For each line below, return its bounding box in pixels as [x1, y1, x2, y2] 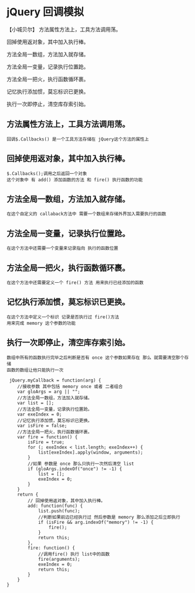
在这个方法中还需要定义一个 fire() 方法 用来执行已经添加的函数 [6, 280, 144, 286]
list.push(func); [37, 508, 81, 514]
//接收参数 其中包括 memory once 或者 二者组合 [17, 383, 123, 389]
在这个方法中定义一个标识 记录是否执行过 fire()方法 [6, 314, 119, 320]
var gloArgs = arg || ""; [17, 389, 81, 395]
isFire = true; [28, 439, 65, 445]
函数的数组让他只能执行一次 [6, 367, 64, 373]
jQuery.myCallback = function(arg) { [9, 377, 101, 383]
